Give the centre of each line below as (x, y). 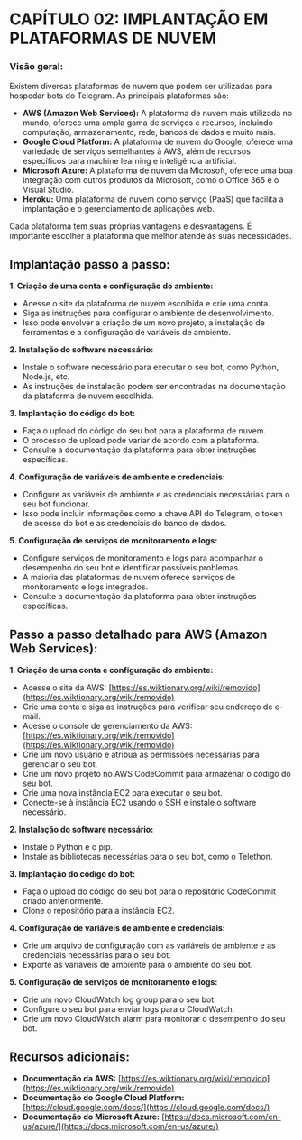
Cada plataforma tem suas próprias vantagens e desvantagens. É (131, 226)
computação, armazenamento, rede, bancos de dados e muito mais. (149, 132)
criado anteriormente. (63, 901)
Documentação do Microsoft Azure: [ (93, 1117)
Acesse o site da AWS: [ (67, 688)
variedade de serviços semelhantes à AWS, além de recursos (136, 151)
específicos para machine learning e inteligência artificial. (129, 161)
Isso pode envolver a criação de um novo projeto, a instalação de (144, 323)
